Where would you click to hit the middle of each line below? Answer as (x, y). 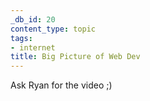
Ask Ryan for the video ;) (61, 85)
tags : (21, 38)
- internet (33, 47)
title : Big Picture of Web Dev (75, 57)
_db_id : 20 (33, 19)
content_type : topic (53, 29)
